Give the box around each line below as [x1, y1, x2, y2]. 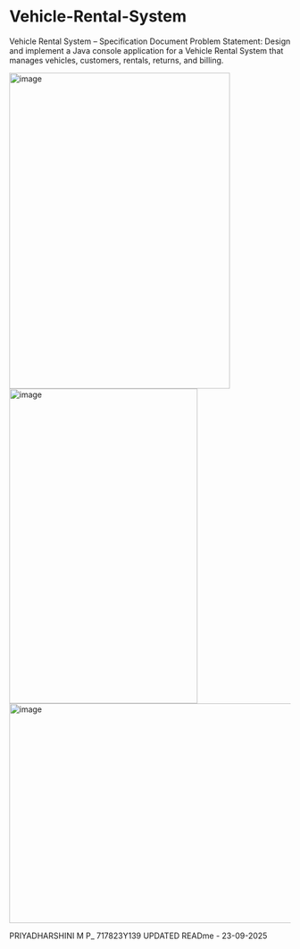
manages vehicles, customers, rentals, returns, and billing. [9, 55, 224, 65]
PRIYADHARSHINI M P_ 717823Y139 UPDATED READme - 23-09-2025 [9, 930, 268, 941]
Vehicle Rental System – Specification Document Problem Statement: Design [9, 36, 291, 47]
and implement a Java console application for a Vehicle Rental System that [9, 45, 284, 55]
